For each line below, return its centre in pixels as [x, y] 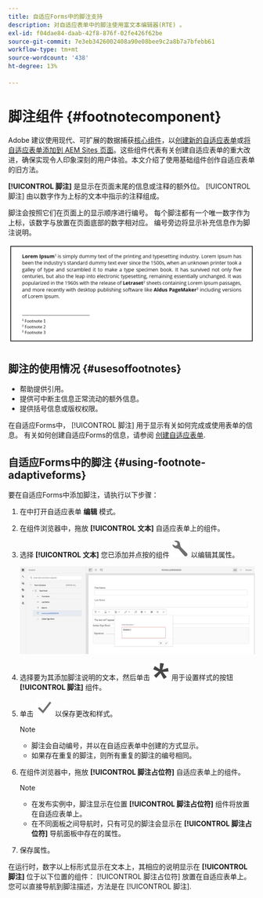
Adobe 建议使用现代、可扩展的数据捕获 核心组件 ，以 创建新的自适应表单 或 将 [130, 140]
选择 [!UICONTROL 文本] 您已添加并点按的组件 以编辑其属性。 [129, 555]
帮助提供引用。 [43, 389]
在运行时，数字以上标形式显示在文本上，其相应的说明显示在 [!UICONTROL [128, 867]
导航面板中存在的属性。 [87, 833]
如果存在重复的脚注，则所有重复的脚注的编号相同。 [113, 755]
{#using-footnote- [160, 462]
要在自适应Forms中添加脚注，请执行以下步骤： [83, 495]
